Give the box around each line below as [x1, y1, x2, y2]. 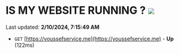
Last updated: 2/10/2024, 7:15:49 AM [5, 23, 100, 31]
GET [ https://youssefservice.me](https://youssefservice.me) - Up [14, 35, 174, 42]
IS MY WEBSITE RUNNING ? [5, 4, 146, 17]
